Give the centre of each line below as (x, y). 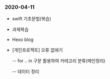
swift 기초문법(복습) (32, 19)
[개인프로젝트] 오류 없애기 (37, 50)
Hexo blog (23, 39)
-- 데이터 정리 (25, 71)
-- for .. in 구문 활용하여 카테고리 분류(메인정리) (59, 61)
